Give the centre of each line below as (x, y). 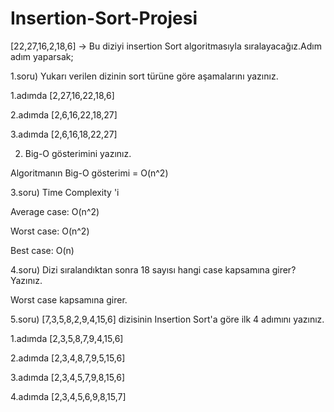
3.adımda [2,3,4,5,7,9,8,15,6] (68, 377)
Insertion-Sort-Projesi (104, 18)
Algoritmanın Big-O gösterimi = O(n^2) (89, 173)
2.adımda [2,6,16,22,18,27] (64, 114)
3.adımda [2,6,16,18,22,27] (64, 134)
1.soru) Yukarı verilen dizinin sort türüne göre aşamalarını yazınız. (144, 76)
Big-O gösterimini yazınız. (78, 153)
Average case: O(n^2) (55, 211)
